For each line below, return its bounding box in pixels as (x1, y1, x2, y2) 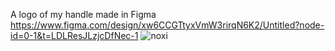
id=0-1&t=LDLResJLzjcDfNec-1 (10, 30, 139, 41)
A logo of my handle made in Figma (10, 9, 157, 20)
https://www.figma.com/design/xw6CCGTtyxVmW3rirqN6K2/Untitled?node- (10, 19, 325, 31)
